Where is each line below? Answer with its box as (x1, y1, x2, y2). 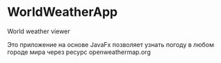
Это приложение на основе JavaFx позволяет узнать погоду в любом (7, 40, 214, 48)
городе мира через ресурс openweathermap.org (7, 48, 151, 56)
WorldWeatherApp (7, 4, 118, 20)
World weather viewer (7, 27, 71, 35)
